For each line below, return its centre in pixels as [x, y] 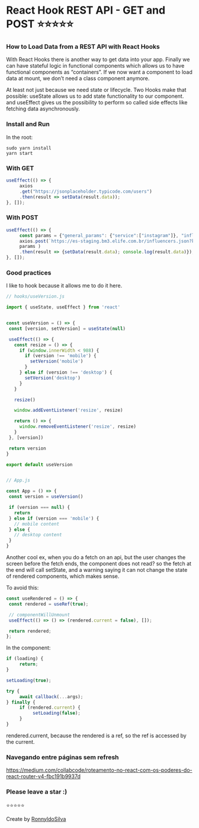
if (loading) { [25, 659]
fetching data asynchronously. [43, 109]
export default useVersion [39, 464]
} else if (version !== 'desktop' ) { [66, 372]
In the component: [28, 648]
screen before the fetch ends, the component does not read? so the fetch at [99, 563]
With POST [22, 218]
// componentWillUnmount [39, 614]
